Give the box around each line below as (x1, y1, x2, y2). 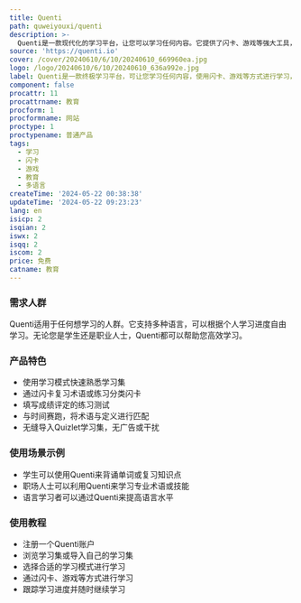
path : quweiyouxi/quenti (9, 22, 103, 31)
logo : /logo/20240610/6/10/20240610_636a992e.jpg (9, 64, 200, 73)
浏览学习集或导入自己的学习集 (22, 550, 133, 561)
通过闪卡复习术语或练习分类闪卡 (22, 388, 141, 399)
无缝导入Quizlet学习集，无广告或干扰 (22, 422, 160, 433)
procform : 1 (9, 106, 54, 115)
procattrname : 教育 (9, 97, 80, 107)
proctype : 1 (9, 123, 54, 132)
